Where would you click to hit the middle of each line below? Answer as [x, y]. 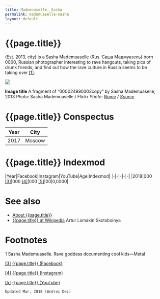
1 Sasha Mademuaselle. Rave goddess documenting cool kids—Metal [75, 254]
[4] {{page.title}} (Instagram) [34, 273]
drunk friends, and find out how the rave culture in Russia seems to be [76, 68]
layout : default [22, 19]
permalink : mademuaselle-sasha [37, 14]
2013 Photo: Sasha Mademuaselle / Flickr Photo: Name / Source [70, 97]
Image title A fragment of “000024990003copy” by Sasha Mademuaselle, [80, 91]
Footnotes [26, 240]
